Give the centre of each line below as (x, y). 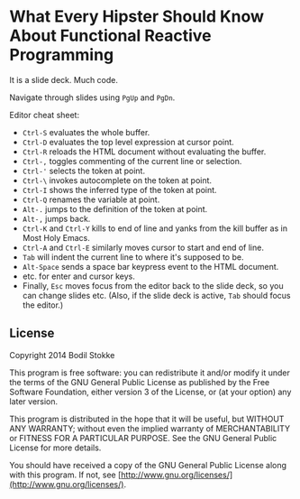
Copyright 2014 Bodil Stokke (62, 355)
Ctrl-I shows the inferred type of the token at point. (120, 189)
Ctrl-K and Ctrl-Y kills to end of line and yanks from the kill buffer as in (155, 228)
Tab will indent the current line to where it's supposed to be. (133, 257)
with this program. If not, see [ (65, 475)
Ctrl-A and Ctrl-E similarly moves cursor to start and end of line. (143, 247)
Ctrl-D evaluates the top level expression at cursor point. (128, 142)
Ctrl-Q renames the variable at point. (91, 199)
